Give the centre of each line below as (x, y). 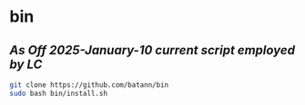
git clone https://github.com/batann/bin (89, 85)
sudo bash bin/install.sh (58, 93)
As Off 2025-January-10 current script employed (152, 50)
